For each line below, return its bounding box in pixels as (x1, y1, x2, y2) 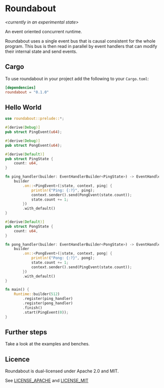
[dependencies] (5, 85, 36, 90)
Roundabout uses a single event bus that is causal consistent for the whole (5, 38, 156, 44)
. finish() (22, 305, 42, 310)
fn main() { (5, 287, 29, 292)
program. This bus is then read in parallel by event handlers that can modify (5, 43, 158, 49)
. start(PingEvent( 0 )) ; (22, 310, 69, 315)
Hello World (5, 103, 41, 112)
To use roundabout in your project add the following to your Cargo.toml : (5, 75, 149, 81)
